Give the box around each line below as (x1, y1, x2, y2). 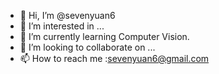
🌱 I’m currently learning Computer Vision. (19, 31, 190, 42)
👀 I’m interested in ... (19, 20, 105, 32)
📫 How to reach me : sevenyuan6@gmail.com (19, 53, 210, 64)
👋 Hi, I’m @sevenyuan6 (19, 10, 116, 21)
